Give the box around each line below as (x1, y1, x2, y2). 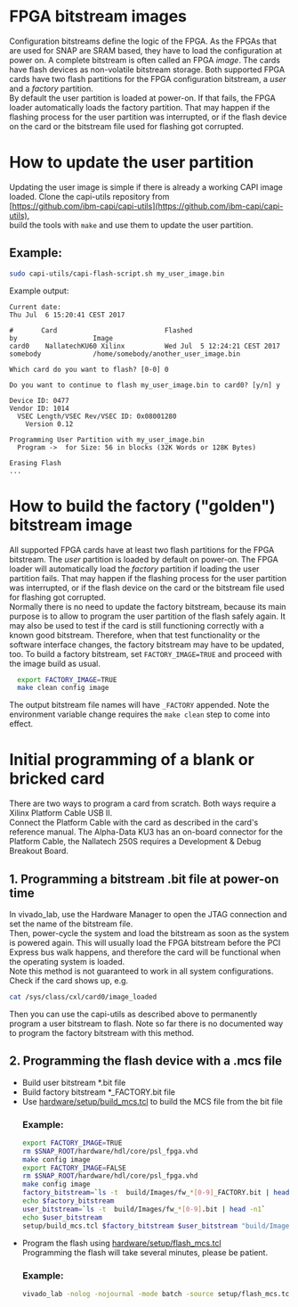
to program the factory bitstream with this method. (9, 1027, 194, 1038)
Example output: (9, 285, 69, 296)
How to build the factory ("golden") (9, 496, 276, 516)
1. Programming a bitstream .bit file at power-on (9, 871, 279, 886)
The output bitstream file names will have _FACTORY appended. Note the (9, 700, 270, 711)
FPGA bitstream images (9, 6, 188, 27)
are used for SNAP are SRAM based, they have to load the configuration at (9, 45, 283, 55)
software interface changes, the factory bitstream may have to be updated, (9, 639, 285, 650)
